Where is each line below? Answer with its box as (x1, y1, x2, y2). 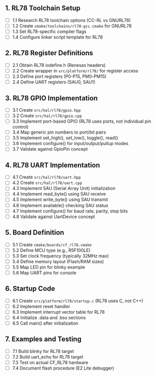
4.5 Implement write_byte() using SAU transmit (12, 196, 108, 202)
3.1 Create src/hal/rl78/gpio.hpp (12, 107, 81, 113)
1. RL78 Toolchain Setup (5, 4, 81, 12)
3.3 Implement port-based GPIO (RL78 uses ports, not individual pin (12, 118, 152, 124)
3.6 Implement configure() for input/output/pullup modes (12, 141, 129, 147)
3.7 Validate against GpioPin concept (12, 146, 88, 152)
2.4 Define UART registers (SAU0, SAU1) (12, 79, 96, 85)
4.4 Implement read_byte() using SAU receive (12, 191, 106, 197)
